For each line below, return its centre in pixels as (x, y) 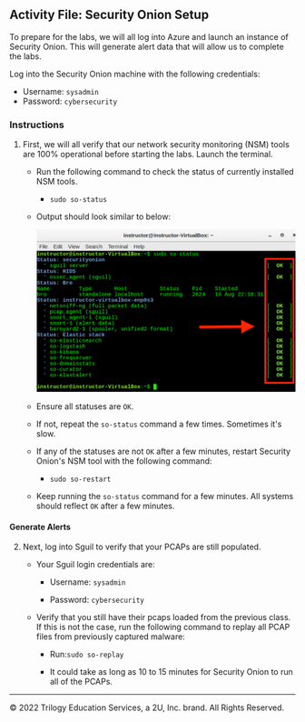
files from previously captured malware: (111, 637)
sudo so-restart (80, 480)
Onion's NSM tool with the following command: (124, 461)
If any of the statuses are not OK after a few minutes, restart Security (163, 451)
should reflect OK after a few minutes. (105, 506)
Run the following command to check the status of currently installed (165, 172)
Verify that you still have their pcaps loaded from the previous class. (163, 617)
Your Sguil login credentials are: (96, 565)
